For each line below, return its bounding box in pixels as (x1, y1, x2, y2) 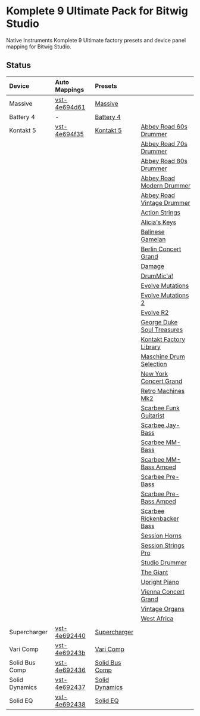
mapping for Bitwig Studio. (6, 43, 71, 50)
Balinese (140, 228, 165, 236)
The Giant (140, 568, 168, 576)
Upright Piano (140, 577, 180, 586)
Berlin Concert (140, 245, 182, 253)
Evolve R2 (140, 308, 169, 316)
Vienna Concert (140, 587, 185, 595)
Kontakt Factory (140, 335, 186, 343)
